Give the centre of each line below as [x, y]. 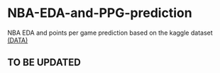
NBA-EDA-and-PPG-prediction [100, 13]
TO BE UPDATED [44, 63]
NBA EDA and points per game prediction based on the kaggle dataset [110, 33]
